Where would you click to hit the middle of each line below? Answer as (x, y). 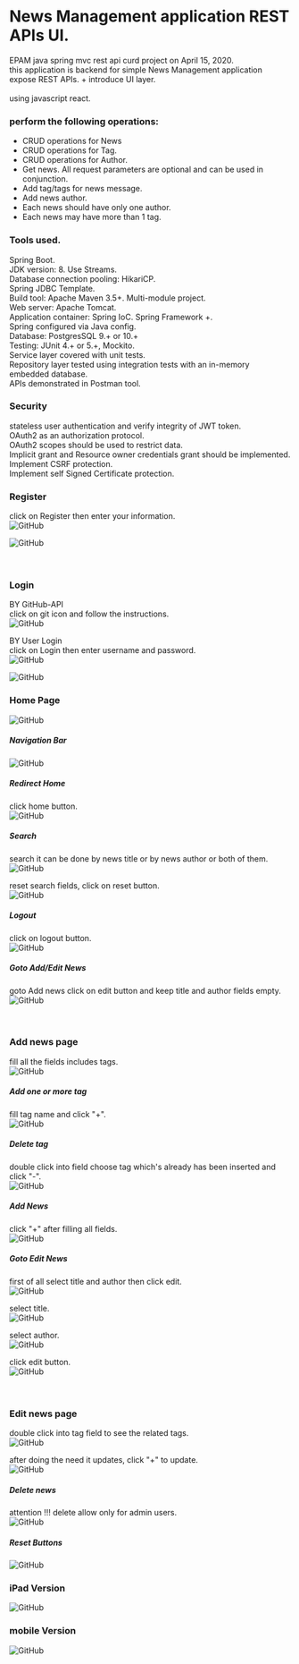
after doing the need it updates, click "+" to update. (104, 1460)
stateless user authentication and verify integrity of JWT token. (125, 426)
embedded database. (49, 374)
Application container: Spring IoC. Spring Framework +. (111, 317)
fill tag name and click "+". (58, 1114)
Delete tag (29, 1144)
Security (28, 406)
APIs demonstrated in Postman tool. (75, 383)
